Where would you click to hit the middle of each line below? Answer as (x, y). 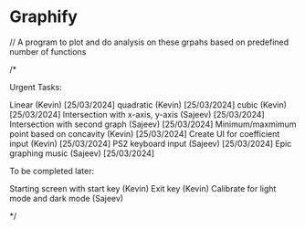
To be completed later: (52, 171)
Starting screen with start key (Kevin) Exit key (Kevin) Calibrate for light (143, 188)
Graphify (43, 17)
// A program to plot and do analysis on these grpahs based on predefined (149, 42)
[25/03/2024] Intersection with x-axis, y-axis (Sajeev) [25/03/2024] (137, 114)
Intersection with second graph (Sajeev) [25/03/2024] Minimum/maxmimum (153, 124)
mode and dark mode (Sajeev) (67, 198)
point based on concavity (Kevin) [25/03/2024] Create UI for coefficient (145, 133)
